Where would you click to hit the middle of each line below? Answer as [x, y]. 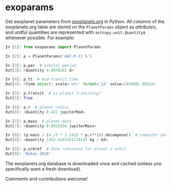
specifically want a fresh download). [43, 169]
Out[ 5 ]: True [19, 98]
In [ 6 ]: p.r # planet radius [37, 107]
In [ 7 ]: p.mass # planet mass [38, 121]
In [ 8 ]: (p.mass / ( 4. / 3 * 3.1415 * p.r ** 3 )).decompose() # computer [82, 135]
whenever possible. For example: [40, 38]
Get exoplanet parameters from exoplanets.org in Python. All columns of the [85, 21]
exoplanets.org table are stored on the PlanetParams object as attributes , [81, 26]
